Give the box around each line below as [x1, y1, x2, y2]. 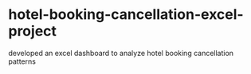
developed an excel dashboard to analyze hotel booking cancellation [8, 48, 233, 57]
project [8, 22, 57, 40]
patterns [8, 57, 36, 66]
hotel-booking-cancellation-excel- [8, 6, 245, 24]
